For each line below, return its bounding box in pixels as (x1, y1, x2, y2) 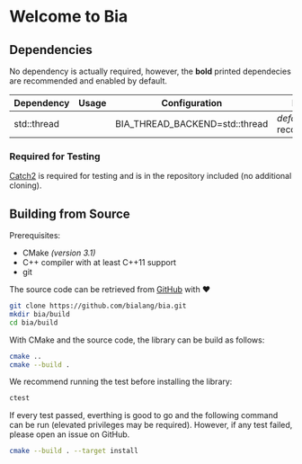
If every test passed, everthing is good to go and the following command (9, 410, 279, 421)
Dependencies (9, 42, 93, 58)
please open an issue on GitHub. (9, 429, 130, 440)
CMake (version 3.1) (22, 247, 96, 258)
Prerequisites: (9, 230, 61, 241)
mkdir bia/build (9, 309, 70, 318)
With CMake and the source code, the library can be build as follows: (9, 335, 265, 345)
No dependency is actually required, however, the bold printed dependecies (9, 66, 292, 76)
